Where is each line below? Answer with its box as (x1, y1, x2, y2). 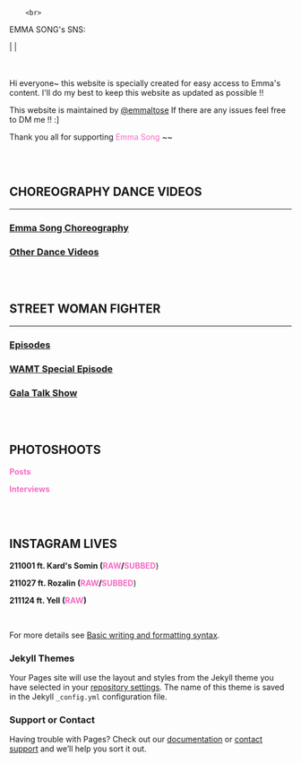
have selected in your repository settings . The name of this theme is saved (9, 682, 285, 692)
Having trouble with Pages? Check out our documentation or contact (9, 734, 262, 745)
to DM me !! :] (9, 115, 60, 124)
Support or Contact (9, 713, 96, 725)
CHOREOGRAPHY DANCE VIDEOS (9, 184, 202, 200)
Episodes (9, 339, 51, 351)
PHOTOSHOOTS (9, 442, 101, 458)
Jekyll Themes (9, 652, 75, 664)
